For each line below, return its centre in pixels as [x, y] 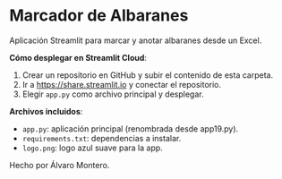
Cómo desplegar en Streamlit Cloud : [78, 57]
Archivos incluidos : [46, 111]
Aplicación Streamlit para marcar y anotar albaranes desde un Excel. [136, 40]
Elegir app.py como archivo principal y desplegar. [113, 94]
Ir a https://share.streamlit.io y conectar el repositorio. [122, 84]
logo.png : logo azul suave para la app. [92, 148]
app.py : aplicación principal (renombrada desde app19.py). [130, 128]
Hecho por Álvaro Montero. [60, 165]
